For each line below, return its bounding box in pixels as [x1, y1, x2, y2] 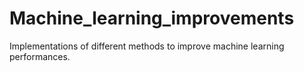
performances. [9, 50, 71, 62]
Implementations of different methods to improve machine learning [9, 40, 285, 52]
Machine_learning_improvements [9, 7, 295, 30]
